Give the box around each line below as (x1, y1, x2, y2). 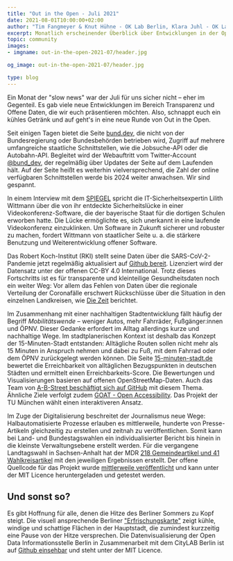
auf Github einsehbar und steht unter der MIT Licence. (7, 546, 163, 555)
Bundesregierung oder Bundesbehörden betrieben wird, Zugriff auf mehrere (7, 136, 225, 145)
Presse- (202, 418, 225, 428)
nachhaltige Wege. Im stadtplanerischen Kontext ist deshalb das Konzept (7, 332, 216, 340)
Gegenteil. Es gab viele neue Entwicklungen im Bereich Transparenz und (7, 100, 215, 108)
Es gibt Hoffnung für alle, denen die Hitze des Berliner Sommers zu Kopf (7, 509, 214, 518)
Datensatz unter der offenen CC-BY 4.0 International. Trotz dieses (7, 266, 196, 275)
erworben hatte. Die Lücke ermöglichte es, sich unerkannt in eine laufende (7, 216, 221, 225)
